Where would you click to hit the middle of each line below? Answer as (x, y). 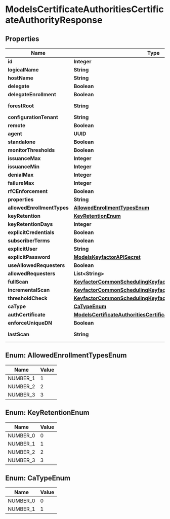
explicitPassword (29, 257)
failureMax (21, 183)
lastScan (18, 334)
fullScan (18, 282)
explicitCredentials (31, 232)
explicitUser (23, 249)
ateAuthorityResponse (54, 20)
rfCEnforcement (28, 191)
